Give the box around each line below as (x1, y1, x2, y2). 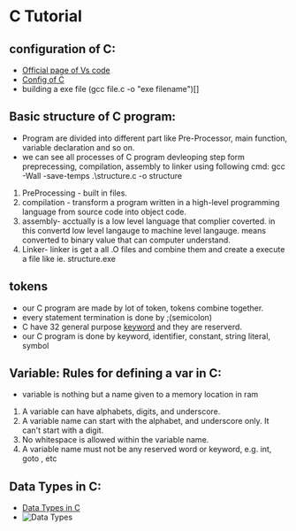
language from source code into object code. (21, 206, 187, 217)
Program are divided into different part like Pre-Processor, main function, (21, 133, 288, 143)
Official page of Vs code (21, 65, 110, 75)
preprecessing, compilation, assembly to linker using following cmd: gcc (21, 161, 285, 172)
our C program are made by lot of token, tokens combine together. (21, 303, 264, 313)
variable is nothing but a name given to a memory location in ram (21, 389, 259, 400)
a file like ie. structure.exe (21, 253, 117, 264)
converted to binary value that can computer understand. (21, 235, 231, 245)
